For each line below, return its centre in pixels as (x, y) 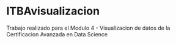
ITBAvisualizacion (53, 11)
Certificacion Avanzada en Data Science (57, 34)
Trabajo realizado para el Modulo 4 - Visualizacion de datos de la (88, 28)
